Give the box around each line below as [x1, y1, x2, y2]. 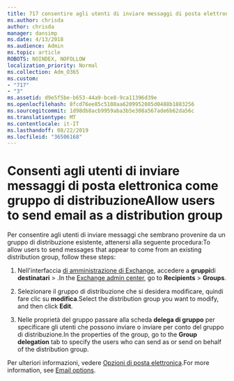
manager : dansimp [7, 29, 58, 37]
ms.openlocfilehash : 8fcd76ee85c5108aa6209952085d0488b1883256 [7, 101, 195, 108]
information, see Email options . [7, 366, 96, 375]
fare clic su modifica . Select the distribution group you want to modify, [17, 295, 219, 303]
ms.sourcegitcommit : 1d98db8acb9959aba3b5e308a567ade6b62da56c [7, 107, 195, 114]
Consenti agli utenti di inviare [7, 163, 180, 179]
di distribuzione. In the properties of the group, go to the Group [17, 330, 197, 339]
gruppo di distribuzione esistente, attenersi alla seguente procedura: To [7, 238, 211, 247]
